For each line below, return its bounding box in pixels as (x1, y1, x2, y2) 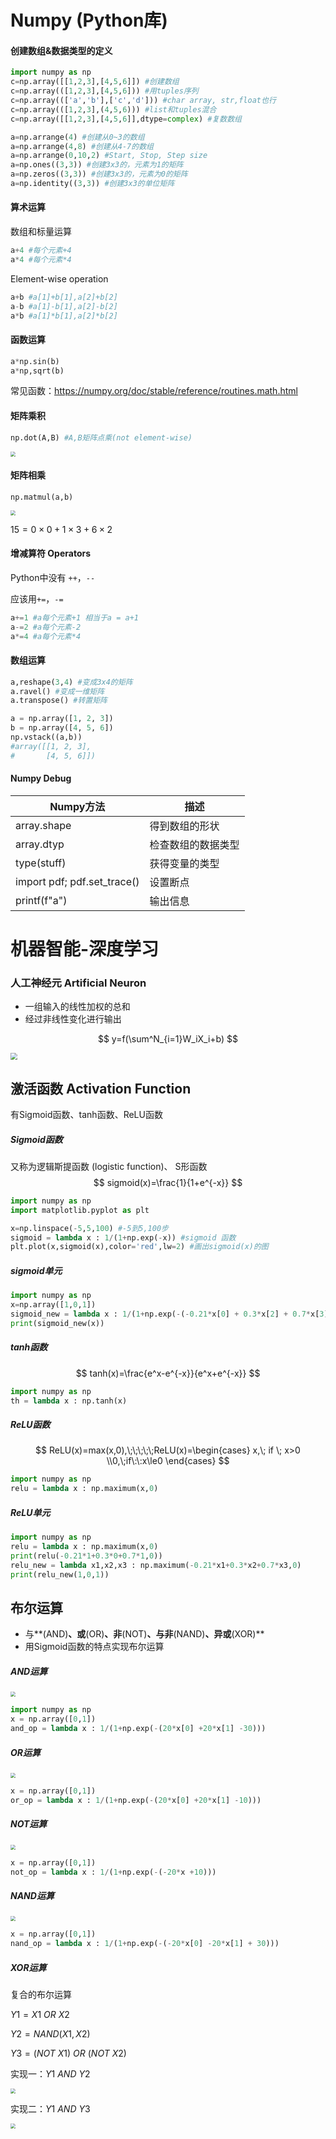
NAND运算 (10, 1889, 55, 1901)
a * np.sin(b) (10, 356, 60, 366)
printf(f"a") (15, 893, 68, 907)
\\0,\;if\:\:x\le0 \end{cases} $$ (106, 1455, 230, 1467)
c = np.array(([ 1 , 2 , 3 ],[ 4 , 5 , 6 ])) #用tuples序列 (10, 86, 199, 96)
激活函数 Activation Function (10, 1080, 192, 1097)
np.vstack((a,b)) (10, 732, 83, 743)
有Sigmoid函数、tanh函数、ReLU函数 (10, 1108, 163, 1120)
